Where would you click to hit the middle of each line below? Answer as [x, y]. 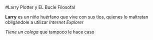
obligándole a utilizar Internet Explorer [44, 22]
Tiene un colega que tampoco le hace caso [50, 32]
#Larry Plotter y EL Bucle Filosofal [40, 7]
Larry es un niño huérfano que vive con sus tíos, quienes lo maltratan [77, 17]
